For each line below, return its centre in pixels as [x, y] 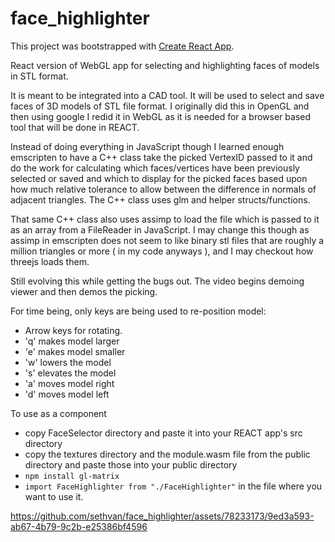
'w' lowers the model [68, 362]
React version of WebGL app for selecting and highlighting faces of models [165, 65]
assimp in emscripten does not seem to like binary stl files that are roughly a [167, 240]
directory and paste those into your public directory [131, 464]
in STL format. [39, 76]
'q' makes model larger [72, 341]
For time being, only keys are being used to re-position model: [138, 311]
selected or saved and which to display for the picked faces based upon [159, 178]
